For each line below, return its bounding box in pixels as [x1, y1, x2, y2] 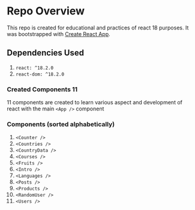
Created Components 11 [7, 85, 78, 94]
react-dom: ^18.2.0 [15, 71, 65, 77]
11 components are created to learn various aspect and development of [7, 99, 182, 106]
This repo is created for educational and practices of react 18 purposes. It [7, 24, 189, 31]
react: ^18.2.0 [15, 65, 54, 71]
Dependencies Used [7, 48, 85, 58]
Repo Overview [7, 4, 85, 18]
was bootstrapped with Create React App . [7, 30, 110, 37]
